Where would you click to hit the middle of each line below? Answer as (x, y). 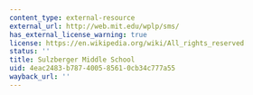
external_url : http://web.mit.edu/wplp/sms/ (94, 26)
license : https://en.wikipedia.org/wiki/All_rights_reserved (127, 43)
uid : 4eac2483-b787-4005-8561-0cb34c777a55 (93, 69)
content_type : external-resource (72, 18)
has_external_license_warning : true (78, 34)
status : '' (30, 52)
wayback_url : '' (40, 77)
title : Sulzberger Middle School (72, 60)
